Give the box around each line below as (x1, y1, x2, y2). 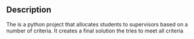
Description (6, 5, 51, 15)
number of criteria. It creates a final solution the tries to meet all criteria (6, 27, 184, 34)
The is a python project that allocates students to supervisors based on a (6, 20, 189, 28)
